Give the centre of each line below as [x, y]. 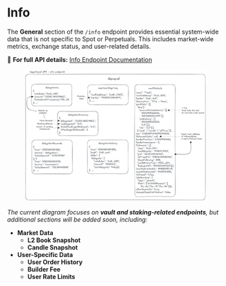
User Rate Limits [51, 276]
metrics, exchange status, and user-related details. [79, 46]
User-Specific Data [45, 254]
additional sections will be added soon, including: [77, 219]
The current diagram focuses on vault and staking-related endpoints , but [113, 212]
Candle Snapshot [53, 247]
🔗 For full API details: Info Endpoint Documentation [80, 59]
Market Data [35, 232]
